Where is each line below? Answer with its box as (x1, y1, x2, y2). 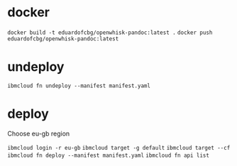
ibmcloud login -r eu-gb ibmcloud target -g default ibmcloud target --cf (7, 144, 231, 151)
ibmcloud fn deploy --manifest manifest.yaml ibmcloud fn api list (7, 152, 209, 159)
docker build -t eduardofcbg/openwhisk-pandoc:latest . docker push (7, 29, 213, 36)
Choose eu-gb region (7, 129, 70, 138)
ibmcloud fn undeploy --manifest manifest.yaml (7, 82, 151, 89)
